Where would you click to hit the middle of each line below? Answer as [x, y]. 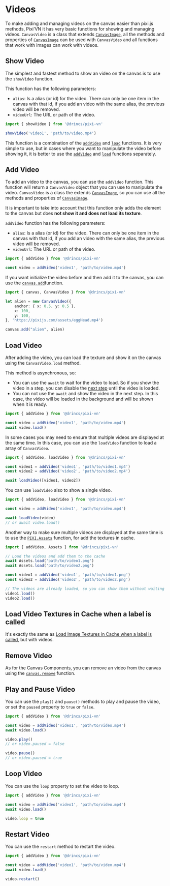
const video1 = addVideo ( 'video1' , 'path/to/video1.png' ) [68, 575]
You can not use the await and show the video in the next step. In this [85, 393]
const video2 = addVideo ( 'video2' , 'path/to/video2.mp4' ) [68, 471]
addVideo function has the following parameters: [55, 223]
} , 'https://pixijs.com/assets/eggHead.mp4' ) [54, 320]
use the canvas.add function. [34, 283]
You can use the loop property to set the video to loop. [62, 786]
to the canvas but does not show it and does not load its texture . [74, 213]
